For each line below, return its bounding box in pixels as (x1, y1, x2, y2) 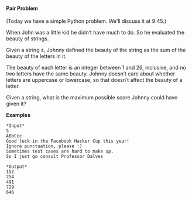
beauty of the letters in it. (6, 53, 67, 60)
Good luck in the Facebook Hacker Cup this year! (6, 138, 130, 144)
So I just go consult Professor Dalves (6, 154, 104, 160)
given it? (6, 100, 27, 108)
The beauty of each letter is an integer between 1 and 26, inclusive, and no (6, 64, 186, 71)
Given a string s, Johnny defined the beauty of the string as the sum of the (6, 47, 186, 54)
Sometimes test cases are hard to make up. (6, 149, 114, 154)
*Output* (6, 164, 28, 170)
